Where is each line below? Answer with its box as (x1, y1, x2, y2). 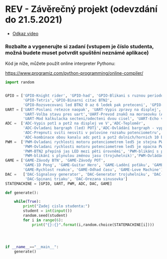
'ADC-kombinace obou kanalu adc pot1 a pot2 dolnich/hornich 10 (23, 134, 159, 140)
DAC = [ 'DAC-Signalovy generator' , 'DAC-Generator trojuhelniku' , (5, 172, 150, 177)
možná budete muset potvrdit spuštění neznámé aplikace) (5, 49, 149, 56)
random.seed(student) (23, 213, 68, 218)
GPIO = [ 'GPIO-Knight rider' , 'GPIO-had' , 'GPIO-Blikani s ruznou (5, 93, 146, 98)
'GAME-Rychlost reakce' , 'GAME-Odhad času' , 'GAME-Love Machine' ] (23, 167, 164, 172)
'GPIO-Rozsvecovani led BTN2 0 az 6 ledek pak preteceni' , (23, 102, 148, 108)
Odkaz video (12, 30, 39, 36)
